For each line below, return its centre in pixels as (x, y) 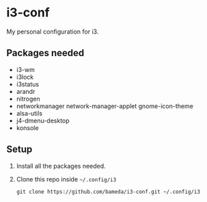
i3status (27, 84)
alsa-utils (29, 113)
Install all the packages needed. (61, 166)
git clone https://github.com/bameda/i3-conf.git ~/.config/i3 (108, 192)
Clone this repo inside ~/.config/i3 (66, 179)
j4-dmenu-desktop (43, 121)
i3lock (25, 77)
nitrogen (28, 99)
